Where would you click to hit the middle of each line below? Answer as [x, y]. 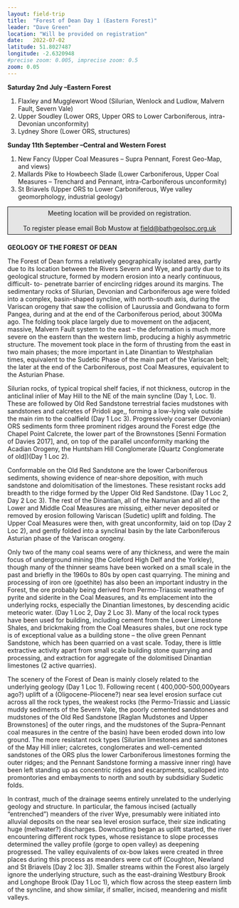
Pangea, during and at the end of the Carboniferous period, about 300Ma [115, 314]
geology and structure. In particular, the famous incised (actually [102, 806]
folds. [16, 785]
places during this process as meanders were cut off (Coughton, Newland [116, 859]
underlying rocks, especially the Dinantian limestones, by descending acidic [118, 605]
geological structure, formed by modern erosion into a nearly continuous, [115, 276]
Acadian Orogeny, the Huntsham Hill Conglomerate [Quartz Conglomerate [116, 448]
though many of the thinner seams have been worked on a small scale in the [119, 567]
